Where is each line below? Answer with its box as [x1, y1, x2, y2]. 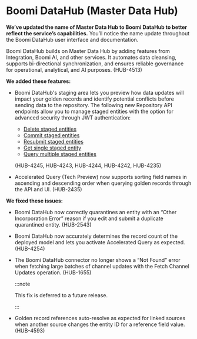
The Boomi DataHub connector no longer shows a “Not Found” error [14, 256, 181, 263]
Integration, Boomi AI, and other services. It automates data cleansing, [6, 54, 176, 61]
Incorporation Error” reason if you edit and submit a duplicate [14, 215, 163, 222]
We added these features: [6, 78, 71, 85]
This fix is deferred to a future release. [14, 291, 108, 298]
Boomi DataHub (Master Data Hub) [6, 4, 178, 18]
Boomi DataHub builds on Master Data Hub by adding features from [6, 47, 171, 54]
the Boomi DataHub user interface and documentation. [6, 36, 139, 43]
